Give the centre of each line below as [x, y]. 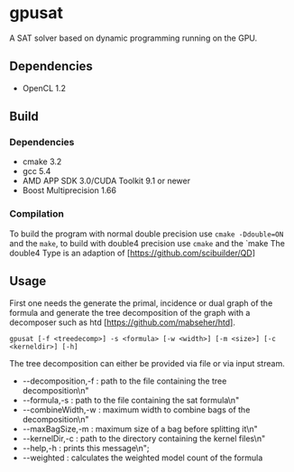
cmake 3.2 [42, 162]
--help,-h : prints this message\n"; [86, 448]
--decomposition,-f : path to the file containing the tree [124, 381]
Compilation [37, 214]
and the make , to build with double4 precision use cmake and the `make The [147, 243]
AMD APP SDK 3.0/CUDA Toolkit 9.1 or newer [106, 181]
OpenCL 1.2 [44, 88]
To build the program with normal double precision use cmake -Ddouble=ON [147, 234]
